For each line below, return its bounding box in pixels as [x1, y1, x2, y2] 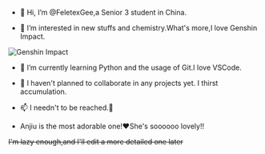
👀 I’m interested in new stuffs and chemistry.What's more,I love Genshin [19, 23, 258, 32]
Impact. [19, 32, 46, 41]
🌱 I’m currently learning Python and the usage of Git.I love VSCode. [19, 63, 243, 72]
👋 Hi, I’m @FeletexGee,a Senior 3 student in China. [19, 8, 187, 17]
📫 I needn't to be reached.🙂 [19, 103, 114, 112]
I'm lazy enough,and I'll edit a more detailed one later [8, 137, 184, 146]
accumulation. [19, 87, 67, 96]
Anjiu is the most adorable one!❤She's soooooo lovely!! [19, 121, 205, 131]
